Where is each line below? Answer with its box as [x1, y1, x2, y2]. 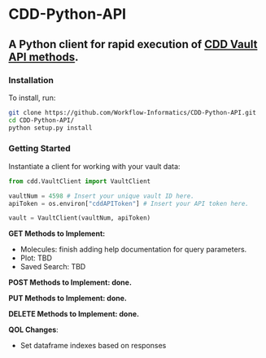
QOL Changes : [8, 325, 59, 334]
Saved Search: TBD [20, 262, 86, 272]
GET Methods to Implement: [8, 229, 106, 238]
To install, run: [8, 93, 56, 103]
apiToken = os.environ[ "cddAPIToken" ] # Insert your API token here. [8, 199, 250, 207]
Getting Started [8, 143, 71, 155]
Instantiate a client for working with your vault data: [8, 161, 181, 171]
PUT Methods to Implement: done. [8, 294, 128, 303]
